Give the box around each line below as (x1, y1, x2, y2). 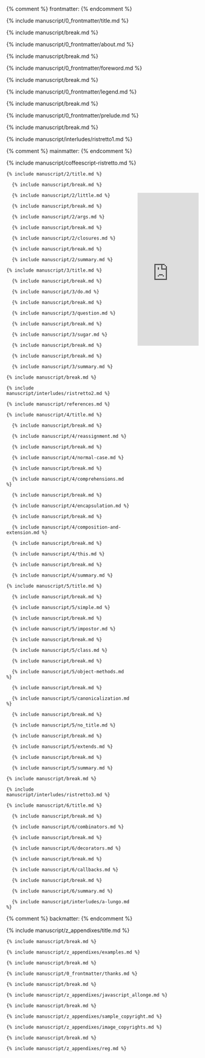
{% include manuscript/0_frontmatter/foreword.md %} (6, 64, 142, 72)
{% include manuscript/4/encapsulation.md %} (12, 503, 130, 509)
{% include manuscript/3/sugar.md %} (12, 331, 108, 338)
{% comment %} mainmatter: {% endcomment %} (6, 147, 132, 155)
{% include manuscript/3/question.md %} (12, 310, 116, 316)
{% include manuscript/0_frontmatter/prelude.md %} (6, 112, 139, 119)
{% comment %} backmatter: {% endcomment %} (6, 915, 133, 922)
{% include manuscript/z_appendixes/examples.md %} (6, 949, 140, 955)
